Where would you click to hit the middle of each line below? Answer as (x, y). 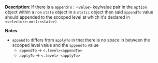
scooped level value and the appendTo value (55, 45)
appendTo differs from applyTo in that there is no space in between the (81, 40)
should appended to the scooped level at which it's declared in (68, 17)
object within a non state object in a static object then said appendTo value (79, 12)
